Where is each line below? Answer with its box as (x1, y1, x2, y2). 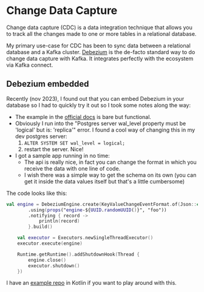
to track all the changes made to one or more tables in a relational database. (6, 30, 197, 37)
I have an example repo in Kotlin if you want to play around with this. (6, 279, 177, 287)
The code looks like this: (6, 189, 67, 197)
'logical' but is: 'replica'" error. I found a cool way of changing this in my (15, 126, 195, 134)
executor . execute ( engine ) (17, 240, 83, 246)
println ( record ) (38, 218, 80, 225)
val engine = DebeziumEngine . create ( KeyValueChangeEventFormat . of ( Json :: (6, 201, 197, 207)
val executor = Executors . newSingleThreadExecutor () (17, 235, 154, 241)
